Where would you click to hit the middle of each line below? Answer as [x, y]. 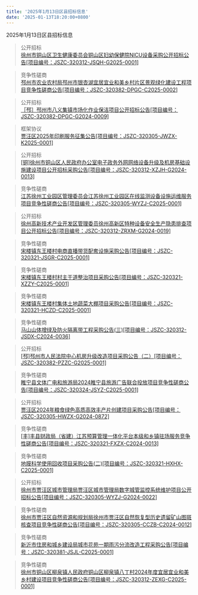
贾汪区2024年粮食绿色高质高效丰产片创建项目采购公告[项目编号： [100, 410]
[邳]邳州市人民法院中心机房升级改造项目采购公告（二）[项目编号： [101, 356]
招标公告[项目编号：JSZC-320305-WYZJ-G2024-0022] [89, 497]
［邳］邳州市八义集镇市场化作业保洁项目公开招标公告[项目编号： [99, 110]
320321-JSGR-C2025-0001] [55, 257]
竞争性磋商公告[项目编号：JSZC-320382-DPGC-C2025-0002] [102, 89]
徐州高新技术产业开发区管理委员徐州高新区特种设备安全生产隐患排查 [103, 223]
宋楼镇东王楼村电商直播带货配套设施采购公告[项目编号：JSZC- [97, 251]
